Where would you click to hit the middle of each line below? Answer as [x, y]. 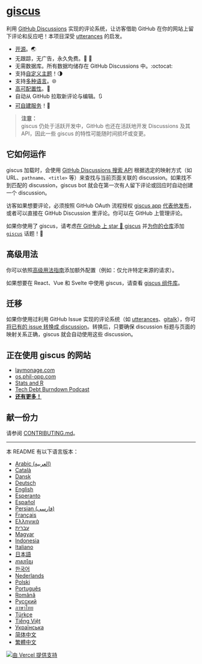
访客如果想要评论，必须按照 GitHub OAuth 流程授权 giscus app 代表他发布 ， [100, 205]
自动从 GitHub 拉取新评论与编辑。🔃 [59, 96]
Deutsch [25, 483]
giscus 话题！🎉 [25, 233]
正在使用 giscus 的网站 [49, 355]
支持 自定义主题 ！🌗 [39, 73]
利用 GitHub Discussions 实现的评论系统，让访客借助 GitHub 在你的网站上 [97, 28]
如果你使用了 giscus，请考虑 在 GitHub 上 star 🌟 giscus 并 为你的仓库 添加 [95, 226]
